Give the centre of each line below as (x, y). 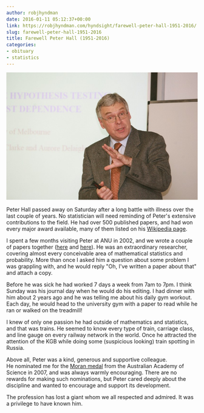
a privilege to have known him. (45, 403)
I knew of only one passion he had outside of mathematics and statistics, (97, 322)
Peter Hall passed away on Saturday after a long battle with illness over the (100, 209)
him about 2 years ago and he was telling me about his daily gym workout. (99, 297)
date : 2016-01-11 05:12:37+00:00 (49, 19)
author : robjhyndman (32, 13)
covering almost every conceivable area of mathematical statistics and (95, 253)
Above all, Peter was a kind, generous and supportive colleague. (87, 359)
